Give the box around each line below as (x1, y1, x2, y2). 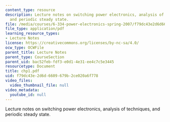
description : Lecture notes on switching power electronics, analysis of (5, 12, 164, 17)
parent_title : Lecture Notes (5, 50, 67, 55)
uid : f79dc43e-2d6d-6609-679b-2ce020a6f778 (5, 73, 99, 78)
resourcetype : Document (5, 64, 56, 69)
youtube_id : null (10, 92, 47, 97)
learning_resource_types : (5, 31, 60, 36)
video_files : (5, 78, 33, 83)
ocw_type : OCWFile (5, 45, 44, 50)
